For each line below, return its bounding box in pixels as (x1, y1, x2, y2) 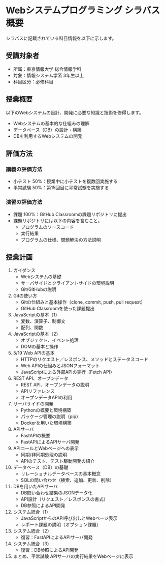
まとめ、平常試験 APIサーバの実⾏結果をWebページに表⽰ (13, 553, 134, 559)
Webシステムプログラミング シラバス (6, 5, 160, 16)
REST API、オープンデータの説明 (20, 382, 89, 388)
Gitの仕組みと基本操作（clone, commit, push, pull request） (20, 299, 146, 305)
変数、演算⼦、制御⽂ (20, 318, 65, 324)
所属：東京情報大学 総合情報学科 (13, 66, 82, 72)
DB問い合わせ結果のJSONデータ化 (20, 490, 93, 496)
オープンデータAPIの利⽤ (20, 395, 73, 401)
